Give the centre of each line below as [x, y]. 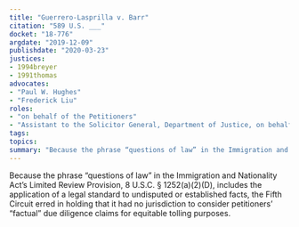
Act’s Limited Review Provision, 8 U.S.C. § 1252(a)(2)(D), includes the [136, 184]
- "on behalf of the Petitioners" [73, 117]
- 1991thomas [33, 76]
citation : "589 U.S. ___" [57, 26]
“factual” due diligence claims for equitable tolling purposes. [120, 213]
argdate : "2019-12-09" [51, 42]
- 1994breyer [33, 68]
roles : [21, 109]
